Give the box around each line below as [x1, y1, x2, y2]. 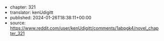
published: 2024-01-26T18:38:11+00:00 [9, 15, 92, 20]
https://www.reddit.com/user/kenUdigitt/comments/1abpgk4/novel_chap [9, 25, 159, 31]
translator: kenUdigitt [9, 9, 53, 15]
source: [9, 20, 26, 26]
